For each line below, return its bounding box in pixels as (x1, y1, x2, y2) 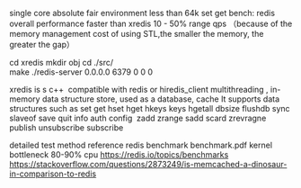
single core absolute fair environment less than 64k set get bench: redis (9, 8, 276, 18)
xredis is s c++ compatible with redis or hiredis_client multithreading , (9, 85, 269, 94)
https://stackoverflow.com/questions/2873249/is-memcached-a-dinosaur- (9, 159, 288, 169)
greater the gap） (9, 40, 75, 49)
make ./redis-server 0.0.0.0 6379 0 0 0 (9, 67, 154, 77)
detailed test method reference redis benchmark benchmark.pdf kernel (9, 139, 272, 150)
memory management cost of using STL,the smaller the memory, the (9, 29, 264, 39)
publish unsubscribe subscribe (9, 122, 124, 133)
